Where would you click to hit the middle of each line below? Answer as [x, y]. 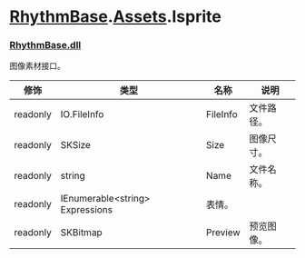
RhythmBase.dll [45, 45]
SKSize [75, 145]
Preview [223, 233]
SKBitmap [81, 233]
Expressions [87, 210]
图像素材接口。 [37, 66]
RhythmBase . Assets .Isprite [116, 17]
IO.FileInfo [82, 114]
